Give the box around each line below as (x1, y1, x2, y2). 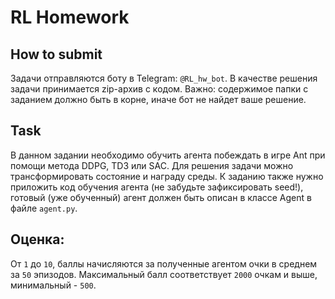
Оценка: (10, 231, 65, 248)
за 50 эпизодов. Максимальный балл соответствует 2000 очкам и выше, (10, 268, 318, 280)
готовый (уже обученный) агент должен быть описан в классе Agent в (10, 191, 312, 203)
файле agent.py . (10, 202, 78, 214)
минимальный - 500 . (10, 279, 97, 291)
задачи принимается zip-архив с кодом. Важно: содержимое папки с (10, 83, 309, 95)
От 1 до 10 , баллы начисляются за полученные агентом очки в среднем (10, 257, 318, 270)
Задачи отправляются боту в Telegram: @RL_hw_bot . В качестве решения (10, 72, 318, 84)
